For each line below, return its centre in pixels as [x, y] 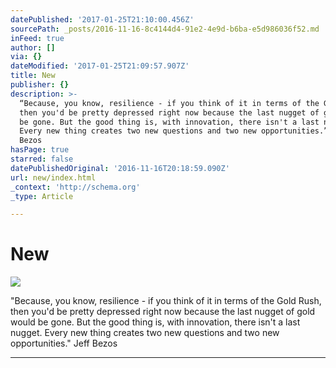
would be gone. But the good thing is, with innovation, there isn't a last [155, 322]
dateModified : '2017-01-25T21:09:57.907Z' [100, 66]
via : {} [26, 57]
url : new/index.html [53, 177]
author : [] [33, 47]
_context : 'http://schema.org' [75, 187]
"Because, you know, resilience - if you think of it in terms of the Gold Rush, [166, 301]
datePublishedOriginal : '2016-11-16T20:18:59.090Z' [120, 168]
